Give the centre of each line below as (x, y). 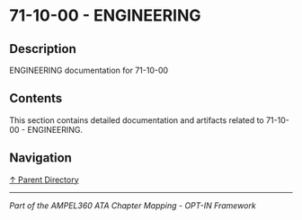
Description (43, 49)
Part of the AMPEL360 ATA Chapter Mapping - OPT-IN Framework (133, 205)
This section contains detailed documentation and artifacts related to (137, 120)
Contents (36, 98)
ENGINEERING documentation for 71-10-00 (89, 70)
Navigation (40, 158)
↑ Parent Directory (44, 180)
